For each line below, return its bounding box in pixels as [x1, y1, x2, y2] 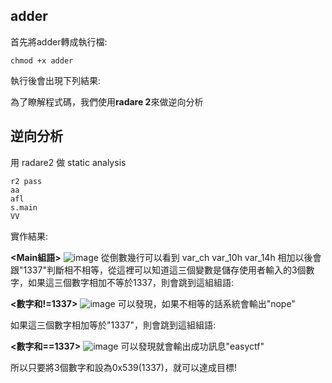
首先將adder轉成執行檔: [10, 35, 108, 48]
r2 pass [10, 176, 43, 186]
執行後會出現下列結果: [10, 74, 102, 86]
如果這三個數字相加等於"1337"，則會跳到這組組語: [10, 319, 216, 331]
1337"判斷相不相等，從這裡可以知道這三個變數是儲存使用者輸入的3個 [23, 264, 307, 276]
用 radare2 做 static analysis [10, 156, 127, 168]
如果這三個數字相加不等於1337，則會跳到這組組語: [27, 276, 234, 288]
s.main [10, 202, 38, 213]
